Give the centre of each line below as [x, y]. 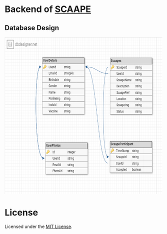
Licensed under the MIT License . [38, 226]
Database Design [32, 28]
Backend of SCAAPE [48, 9]
